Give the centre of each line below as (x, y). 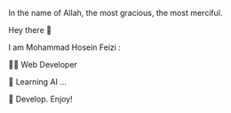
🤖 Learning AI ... (38, 82)
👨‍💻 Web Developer (43, 65)
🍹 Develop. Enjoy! (40, 99)
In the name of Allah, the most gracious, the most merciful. (115, 13)
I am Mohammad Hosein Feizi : (65, 47)
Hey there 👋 (30, 30)
